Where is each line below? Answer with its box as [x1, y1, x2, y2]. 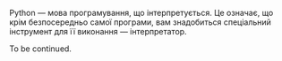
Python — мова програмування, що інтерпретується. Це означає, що [9, 8, 274, 18]
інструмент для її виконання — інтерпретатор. [9, 27, 187, 36]
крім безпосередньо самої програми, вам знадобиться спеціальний [9, 17, 271, 27]
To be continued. [9, 43, 72, 54]
